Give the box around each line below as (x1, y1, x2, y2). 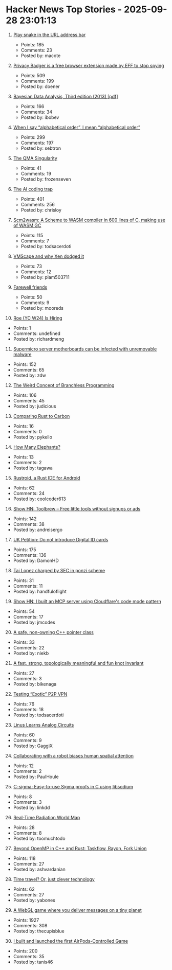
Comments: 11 (13, 583, 43, 589)
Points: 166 (20, 103, 45, 109)
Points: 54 (13, 608, 35, 614)
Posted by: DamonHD (13, 557, 59, 563)
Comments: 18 (13, 706, 44, 712)
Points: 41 (20, 165, 41, 171)
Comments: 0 (13, 428, 42, 434)
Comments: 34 (20, 109, 53, 115)
